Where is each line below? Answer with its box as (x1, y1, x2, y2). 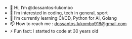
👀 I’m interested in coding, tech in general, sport (9, 10, 108, 16)
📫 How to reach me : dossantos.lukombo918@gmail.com (9, 21, 127, 27)
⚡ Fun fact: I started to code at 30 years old (9, 28, 99, 34)
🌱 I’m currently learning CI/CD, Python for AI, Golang (9, 15, 117, 21)
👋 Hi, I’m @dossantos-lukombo (9, 5, 73, 10)
